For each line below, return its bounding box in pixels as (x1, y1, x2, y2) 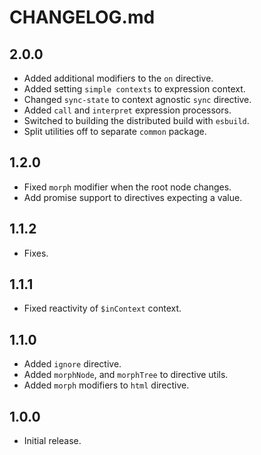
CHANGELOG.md (9, 6, 156, 29)
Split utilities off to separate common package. (23, 126, 207, 137)
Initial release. (23, 435, 82, 447)
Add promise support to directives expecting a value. (23, 191, 243, 203)
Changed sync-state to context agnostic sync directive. (23, 94, 252, 105)
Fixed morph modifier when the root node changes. (23, 181, 232, 193)
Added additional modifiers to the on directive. (23, 72, 214, 84)
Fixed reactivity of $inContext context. (23, 302, 182, 315)
